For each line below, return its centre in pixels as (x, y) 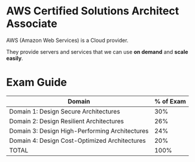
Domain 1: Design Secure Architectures (65, 111)
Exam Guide (36, 82)
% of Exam (170, 101)
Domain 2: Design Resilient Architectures (67, 121)
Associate (32, 24)
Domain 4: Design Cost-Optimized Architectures (77, 140)
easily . (15, 58)
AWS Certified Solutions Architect (93, 11)
